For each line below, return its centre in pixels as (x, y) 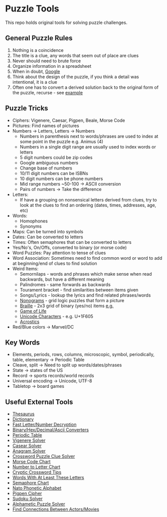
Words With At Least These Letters (48, 478)
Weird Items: (25, 268)
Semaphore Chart (30, 483)
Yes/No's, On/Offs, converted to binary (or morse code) (70, 247)
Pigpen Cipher (27, 494)
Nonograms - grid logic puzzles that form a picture (72, 300)
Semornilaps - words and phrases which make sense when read (86, 274)
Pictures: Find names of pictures (46, 126)
